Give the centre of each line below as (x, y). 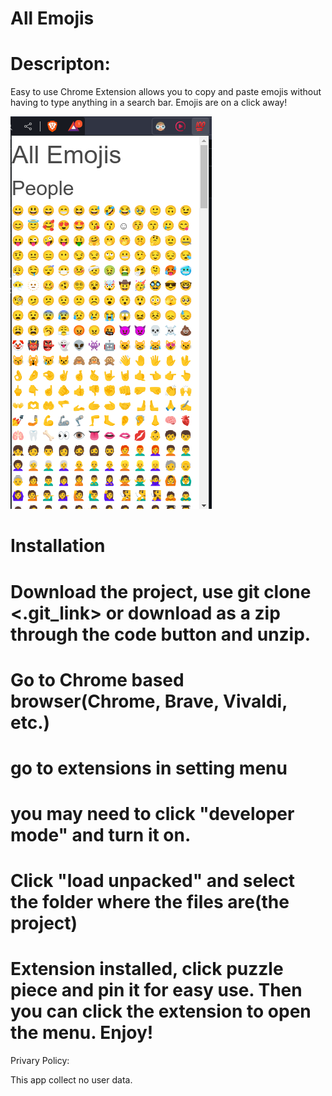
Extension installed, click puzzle (147, 969)
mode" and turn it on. (101, 835)
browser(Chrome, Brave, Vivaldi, (149, 701)
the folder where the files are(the (150, 902)
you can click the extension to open (161, 1011)
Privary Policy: (40, 1061)
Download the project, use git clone (161, 591)
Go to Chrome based (97, 679)
